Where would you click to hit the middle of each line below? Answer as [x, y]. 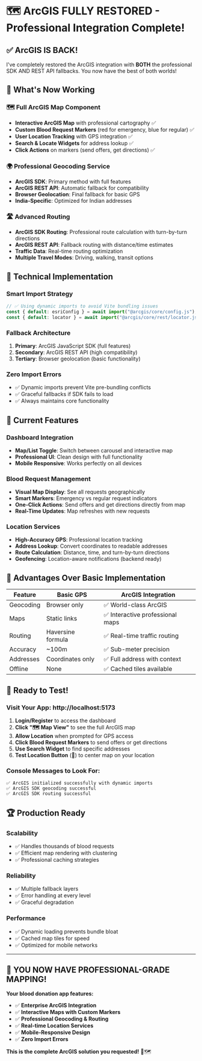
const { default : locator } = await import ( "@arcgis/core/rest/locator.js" [103, 317]
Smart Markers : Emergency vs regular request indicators [86, 498]
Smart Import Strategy [40, 294]
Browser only [65, 605]
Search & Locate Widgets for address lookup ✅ [74, 143]
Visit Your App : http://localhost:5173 [61, 707]
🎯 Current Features [43, 420]
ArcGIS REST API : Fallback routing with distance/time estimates [94, 245]
